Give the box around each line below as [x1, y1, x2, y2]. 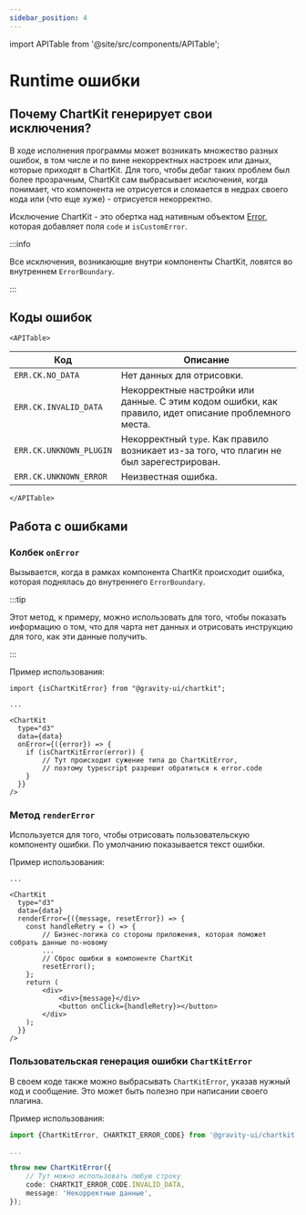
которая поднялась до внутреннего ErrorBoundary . [9, 576, 206, 588]
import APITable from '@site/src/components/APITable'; [9, 38, 220, 49]
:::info [9, 238, 31, 249]
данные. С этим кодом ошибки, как [120, 396, 278, 408]
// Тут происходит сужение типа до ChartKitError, [42, 756, 239, 766]
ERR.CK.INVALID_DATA [14, 402, 103, 413]
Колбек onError [9, 546, 80, 559]
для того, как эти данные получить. [9, 631, 148, 643]
